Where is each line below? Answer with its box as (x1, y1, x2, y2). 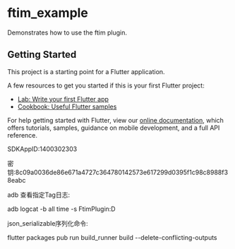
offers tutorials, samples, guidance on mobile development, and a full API (7, 123, 220, 132)
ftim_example (7, 5, 88, 21)
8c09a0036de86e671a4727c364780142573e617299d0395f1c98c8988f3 (15, 168, 228, 176)
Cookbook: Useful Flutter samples (17, 102, 117, 111)
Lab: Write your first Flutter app (17, 95, 109, 103)
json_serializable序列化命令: (7, 219, 88, 227)
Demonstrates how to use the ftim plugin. (7, 28, 127, 37)
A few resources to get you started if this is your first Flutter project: (7, 81, 205, 90)
